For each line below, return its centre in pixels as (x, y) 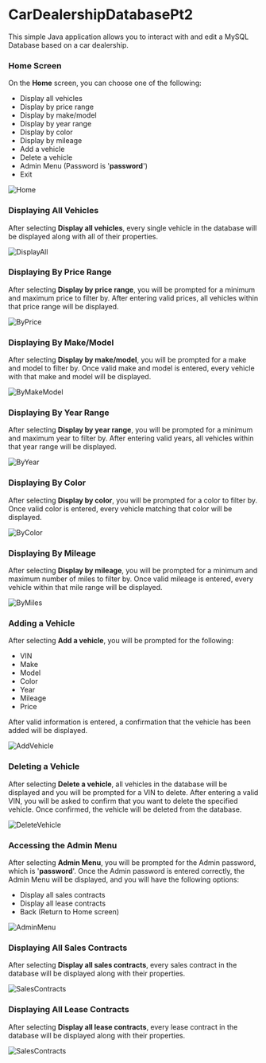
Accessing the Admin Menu (63, 845)
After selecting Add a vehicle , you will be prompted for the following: (121, 641)
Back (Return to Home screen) (69, 911)
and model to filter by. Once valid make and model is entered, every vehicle (132, 368)
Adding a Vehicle (42, 623)
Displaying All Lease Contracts (69, 1010)
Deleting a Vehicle (44, 766)
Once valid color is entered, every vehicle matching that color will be (120, 508)
